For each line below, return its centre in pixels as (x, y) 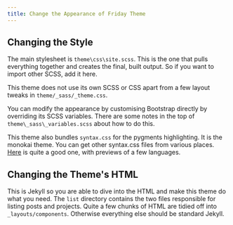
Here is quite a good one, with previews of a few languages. (94, 153)
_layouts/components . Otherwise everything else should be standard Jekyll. (116, 214)
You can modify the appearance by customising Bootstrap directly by (107, 109)
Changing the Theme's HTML (73, 174)
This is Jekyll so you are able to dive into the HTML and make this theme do (117, 191)
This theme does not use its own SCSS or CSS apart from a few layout (109, 88)
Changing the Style (50, 43)
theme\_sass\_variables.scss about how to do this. (81, 124)
